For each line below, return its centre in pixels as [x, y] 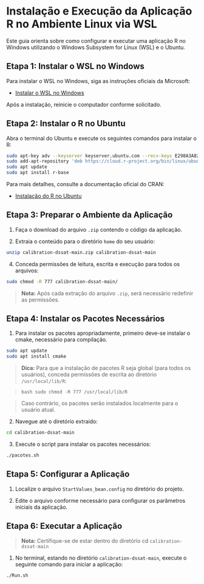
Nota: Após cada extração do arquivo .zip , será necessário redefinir [107, 293]
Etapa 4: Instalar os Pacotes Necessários [86, 319]
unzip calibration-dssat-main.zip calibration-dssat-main [81, 252]
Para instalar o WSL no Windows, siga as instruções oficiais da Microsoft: [98, 81]
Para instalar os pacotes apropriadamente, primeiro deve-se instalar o [103, 333]
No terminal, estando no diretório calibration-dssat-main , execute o [101, 558]
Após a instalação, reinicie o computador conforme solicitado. [84, 104]
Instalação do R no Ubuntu [48, 196]
